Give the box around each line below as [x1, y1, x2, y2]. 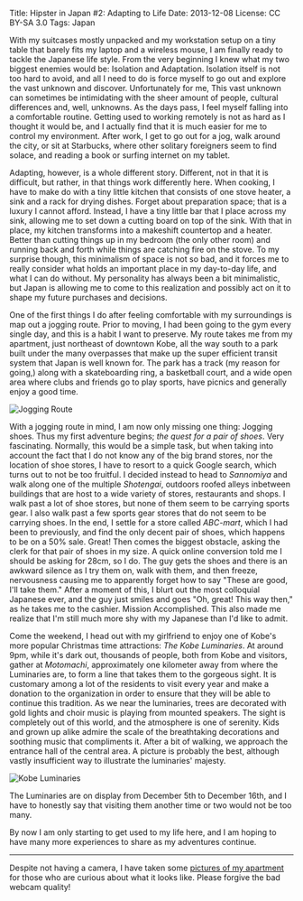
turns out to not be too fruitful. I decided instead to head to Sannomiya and [9, 469, 288, 479]
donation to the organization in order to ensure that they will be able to [9, 688, 271, 699]
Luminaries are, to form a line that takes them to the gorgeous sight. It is [9, 669, 277, 680]
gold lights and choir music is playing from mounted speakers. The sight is [9, 708, 286, 718]
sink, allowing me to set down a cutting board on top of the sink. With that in [9, 216, 292, 226]
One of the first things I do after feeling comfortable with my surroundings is [9, 310, 292, 320]
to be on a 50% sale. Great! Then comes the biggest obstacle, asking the [9, 536, 281, 547]
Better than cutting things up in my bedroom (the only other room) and [9, 235, 271, 245]
